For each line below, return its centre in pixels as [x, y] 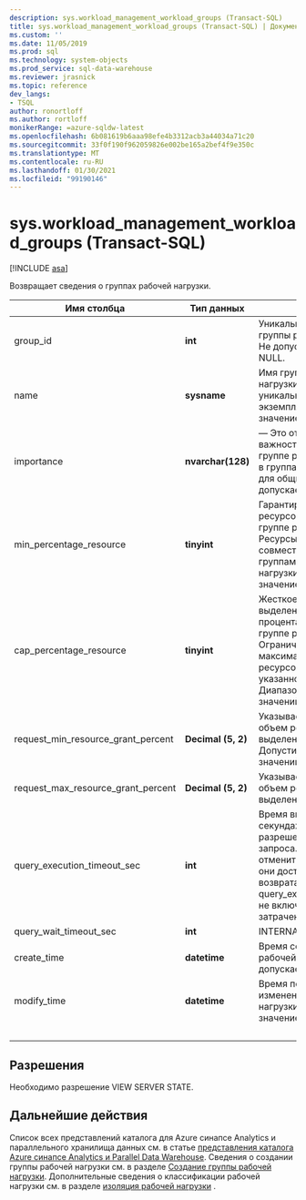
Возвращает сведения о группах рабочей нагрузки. [110, 286]
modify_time [40, 1001]
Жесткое [278, 599]
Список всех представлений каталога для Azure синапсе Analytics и [143, 1137]
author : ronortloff [46, 111]
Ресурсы [278, 539]
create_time [39, 958]
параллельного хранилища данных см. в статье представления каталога [152, 1147]
